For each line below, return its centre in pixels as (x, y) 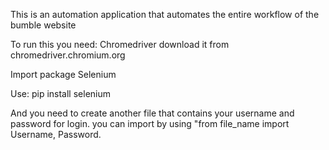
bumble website (43, 25)
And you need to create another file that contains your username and (152, 113)
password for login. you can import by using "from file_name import (150, 123)
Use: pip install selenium (61, 93)
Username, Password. (56, 134)
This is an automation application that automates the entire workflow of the (165, 14)
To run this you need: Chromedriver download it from (120, 44)
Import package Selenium (63, 74)
